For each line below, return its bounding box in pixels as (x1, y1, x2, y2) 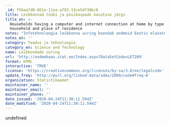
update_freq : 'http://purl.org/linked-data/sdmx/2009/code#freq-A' (5, 73, 151, 78)
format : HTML (5, 59, 33, 64)
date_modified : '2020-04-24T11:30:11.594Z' (5, 101, 99, 106)
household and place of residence (10, 26, 82, 31)
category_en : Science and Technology (5, 45, 85, 50)
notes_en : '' (5, 36, 33, 41)
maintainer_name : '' (5, 82, 49, 87)
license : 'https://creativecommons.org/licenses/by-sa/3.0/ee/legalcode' (5, 69, 164, 74)
